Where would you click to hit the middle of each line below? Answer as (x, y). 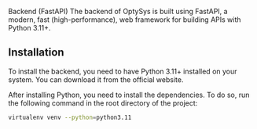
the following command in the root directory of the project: (103, 103)
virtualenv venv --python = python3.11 (70, 117)
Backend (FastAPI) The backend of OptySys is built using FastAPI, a (118, 11)
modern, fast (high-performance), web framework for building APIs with (125, 20)
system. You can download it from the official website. (96, 79)
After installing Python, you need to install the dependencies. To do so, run (129, 95)
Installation (36, 53)
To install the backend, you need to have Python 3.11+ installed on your (123, 71)
